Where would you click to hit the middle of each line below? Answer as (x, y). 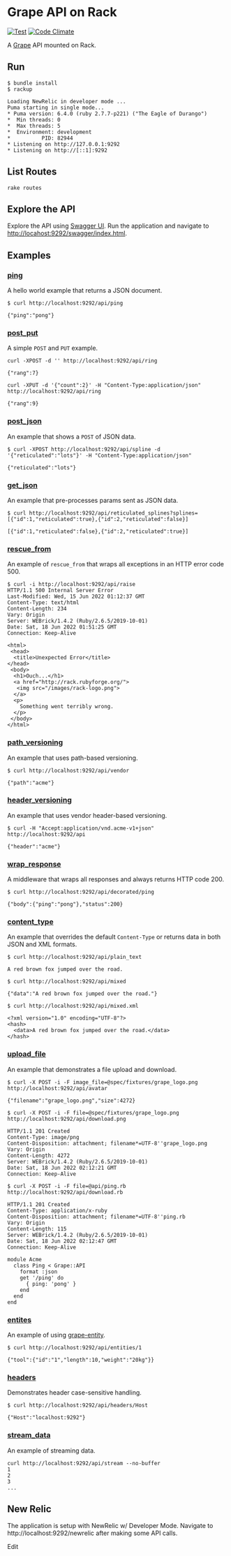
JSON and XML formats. (42, 944)
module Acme (24, 1259)
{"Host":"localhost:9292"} (46, 1418)
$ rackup (20, 89)
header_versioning (39, 800)
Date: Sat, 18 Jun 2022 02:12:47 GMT (62, 1241)
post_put (23, 332)
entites (20, 1319)
